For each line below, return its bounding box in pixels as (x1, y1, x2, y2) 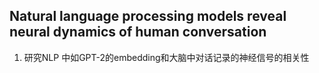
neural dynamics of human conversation (9, 24, 267, 41)
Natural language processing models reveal (9, 8, 287, 25)
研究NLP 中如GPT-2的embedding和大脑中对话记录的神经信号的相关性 (23, 51, 310, 63)
